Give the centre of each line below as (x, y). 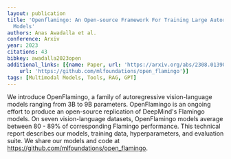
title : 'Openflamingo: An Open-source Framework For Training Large (107, 20)
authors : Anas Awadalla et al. (52, 33)
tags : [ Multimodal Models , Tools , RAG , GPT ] (72, 77)
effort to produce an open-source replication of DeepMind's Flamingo (106, 112)
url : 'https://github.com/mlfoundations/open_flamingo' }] (104, 71)
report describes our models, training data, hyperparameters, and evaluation (115, 134)
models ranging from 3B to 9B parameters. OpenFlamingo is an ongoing (109, 105)
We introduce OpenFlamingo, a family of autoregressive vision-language (110, 97)
